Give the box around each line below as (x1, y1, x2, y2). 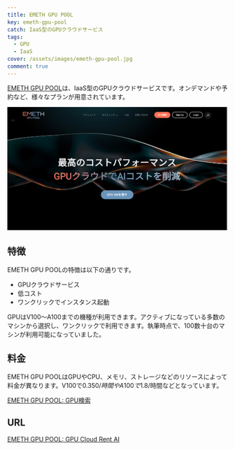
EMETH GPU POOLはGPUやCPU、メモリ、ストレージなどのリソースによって (7, 372, 228, 381)
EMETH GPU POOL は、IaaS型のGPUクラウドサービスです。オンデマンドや (7, 84, 222, 92)
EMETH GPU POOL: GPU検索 (7, 395, 91, 405)
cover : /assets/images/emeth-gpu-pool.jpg (7, 56, 133, 63)
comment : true (7, 63, 49, 70)
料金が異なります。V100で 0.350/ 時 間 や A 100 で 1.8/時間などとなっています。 (7, 381, 223, 389)
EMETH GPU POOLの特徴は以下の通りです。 (7, 266, 135, 274)
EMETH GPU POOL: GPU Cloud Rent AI (7, 435, 120, 444)
